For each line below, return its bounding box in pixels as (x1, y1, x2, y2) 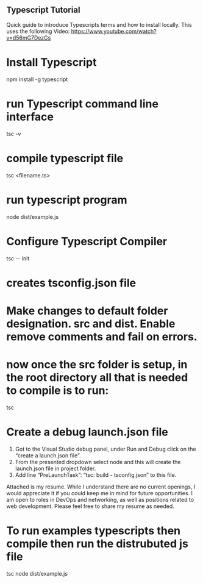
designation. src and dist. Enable (6, 317, 176, 331)
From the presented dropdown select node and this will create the (15, 458, 181, 465)
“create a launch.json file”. (15, 451, 81, 459)
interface (6, 110, 54, 124)
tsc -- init (6, 254, 30, 262)
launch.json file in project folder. (15, 465, 96, 472)
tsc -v (6, 130, 21, 137)
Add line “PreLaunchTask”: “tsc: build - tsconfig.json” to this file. (15, 471, 177, 478)
